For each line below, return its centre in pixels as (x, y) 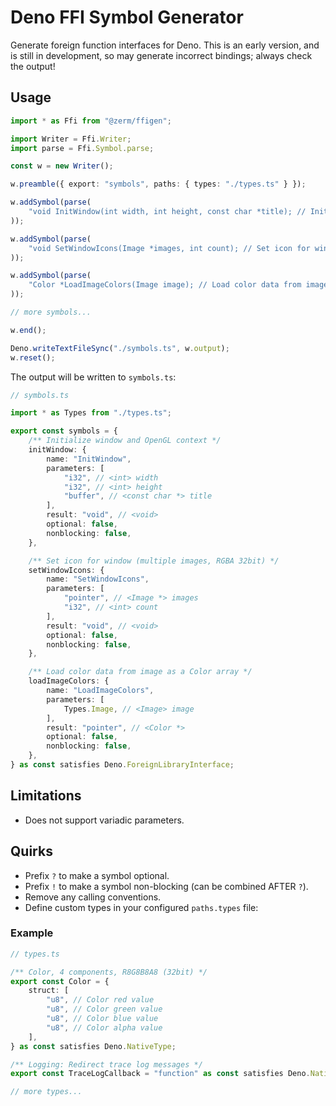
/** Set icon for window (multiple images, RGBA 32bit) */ (154, 561)
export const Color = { (60, 981)
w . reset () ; (33, 357)
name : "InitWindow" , (89, 459)
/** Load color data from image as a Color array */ (140, 672)
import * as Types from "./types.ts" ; (91, 413)
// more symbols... (51, 312)
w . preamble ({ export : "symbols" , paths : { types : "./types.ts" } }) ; (158, 184)
